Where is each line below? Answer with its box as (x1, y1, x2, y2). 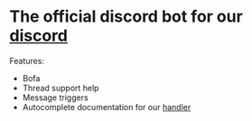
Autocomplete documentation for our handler (22, 101, 191, 112)
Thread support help (22, 82, 99, 93)
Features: (9, 55, 45, 66)
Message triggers (22, 92, 89, 103)
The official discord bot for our (9, 6, 244, 27)
